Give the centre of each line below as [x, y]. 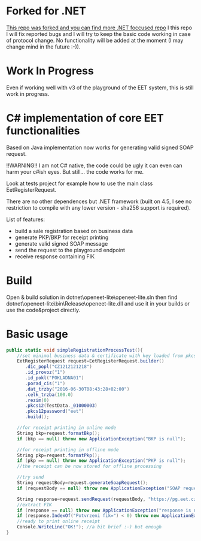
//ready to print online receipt [59, 522]
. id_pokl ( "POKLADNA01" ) [54, 378]
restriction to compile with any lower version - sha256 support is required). [98, 207]
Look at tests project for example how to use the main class [80, 183]
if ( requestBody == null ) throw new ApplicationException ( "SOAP [99, 488]
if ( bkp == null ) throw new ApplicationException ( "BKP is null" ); [101, 439]
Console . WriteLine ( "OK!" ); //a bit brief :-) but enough [89, 527]
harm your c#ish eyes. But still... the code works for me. [75, 171]
